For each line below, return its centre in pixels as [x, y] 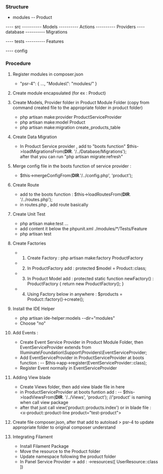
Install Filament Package [44, 446]
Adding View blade [31, 377]
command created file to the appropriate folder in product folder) [78, 108]
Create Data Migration [35, 137]
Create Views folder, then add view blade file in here [72, 387]
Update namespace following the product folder [68, 456]
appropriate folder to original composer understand [64, 427]
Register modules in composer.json [48, 74]
